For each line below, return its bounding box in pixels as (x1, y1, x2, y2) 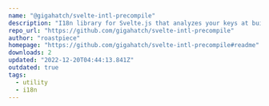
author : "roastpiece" (8, 33, 81, 42)
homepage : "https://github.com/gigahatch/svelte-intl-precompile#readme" (8, 41, 260, 49)
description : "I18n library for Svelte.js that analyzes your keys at (8, 19, 249, 27)
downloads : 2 (8, 49, 52, 57)
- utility (15, 78, 48, 86)
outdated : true (8, 64, 59, 72)
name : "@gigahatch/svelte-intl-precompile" (8, 11, 156, 20)
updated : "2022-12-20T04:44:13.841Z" (8, 57, 134, 65)
